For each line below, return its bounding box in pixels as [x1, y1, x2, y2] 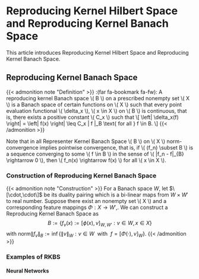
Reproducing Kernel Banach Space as [6, 210, 99, 217]
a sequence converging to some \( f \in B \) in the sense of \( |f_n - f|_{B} [6, 150, 184, 157]
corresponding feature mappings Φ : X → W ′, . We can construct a [6, 204, 168, 211]
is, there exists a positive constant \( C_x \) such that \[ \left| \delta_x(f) [6, 113, 179, 121]
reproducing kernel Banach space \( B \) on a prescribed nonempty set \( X [6, 94, 190, 102]
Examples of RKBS [6, 252, 61, 261]
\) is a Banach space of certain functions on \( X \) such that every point [6, 101, 182, 108]
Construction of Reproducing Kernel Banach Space [6, 171, 157, 179]
